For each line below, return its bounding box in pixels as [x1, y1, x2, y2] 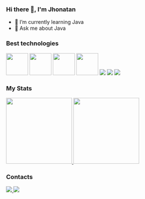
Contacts [6, 173, 33, 181]
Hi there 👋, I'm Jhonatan [6, 5, 76, 13]
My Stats [6, 84, 32, 92]
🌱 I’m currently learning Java [14, 19, 84, 26]
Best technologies [6, 39, 59, 47]
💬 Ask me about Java [14, 25, 66, 32]
